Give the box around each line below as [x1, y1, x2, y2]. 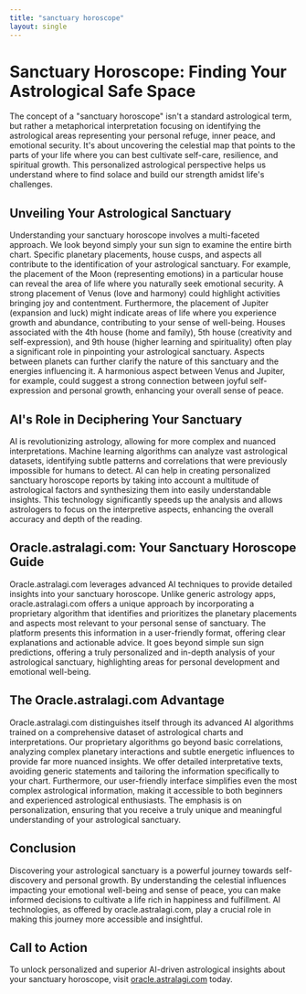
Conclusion [9, 840, 77, 856]
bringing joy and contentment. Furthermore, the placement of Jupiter [9, 298, 269, 309]
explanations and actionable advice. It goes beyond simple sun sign [9, 636, 265, 647]
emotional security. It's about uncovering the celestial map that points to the [9, 140, 296, 151]
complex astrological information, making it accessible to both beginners [9, 785, 283, 796]
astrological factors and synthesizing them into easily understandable [9, 485, 271, 496]
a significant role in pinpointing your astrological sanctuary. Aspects [9, 347, 265, 358]
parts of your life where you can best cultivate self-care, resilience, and [9, 150, 279, 161]
